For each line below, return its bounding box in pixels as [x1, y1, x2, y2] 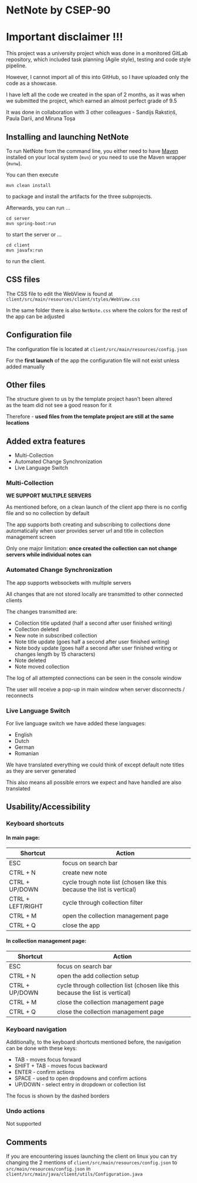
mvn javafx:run [6, 247, 43, 253]
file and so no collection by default [6, 510, 90, 517]
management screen [6, 534, 56, 541]
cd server [6, 215, 30, 221]
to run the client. [6, 257, 46, 264]
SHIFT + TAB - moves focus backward [14, 1062, 107, 1069]
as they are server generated [6, 768, 76, 775]
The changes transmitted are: [6, 608, 77, 615]
